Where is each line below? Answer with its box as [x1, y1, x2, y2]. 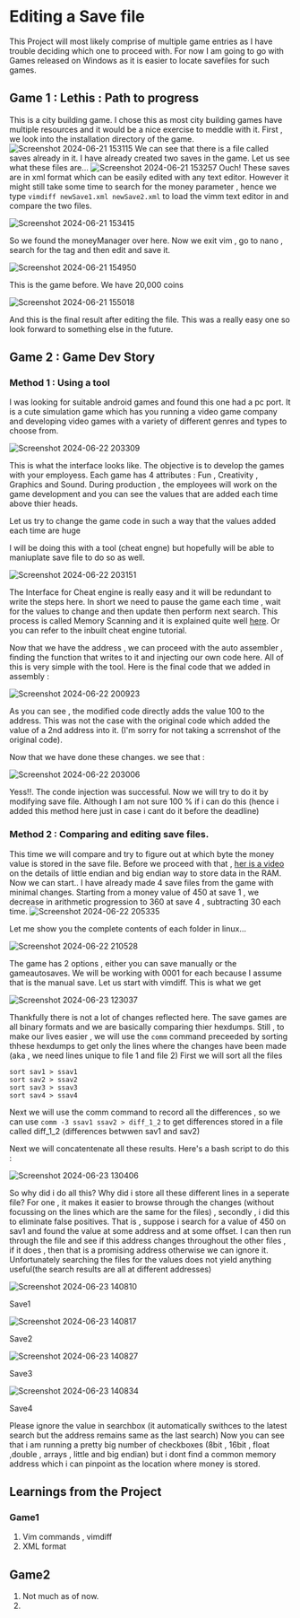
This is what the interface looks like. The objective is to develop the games [9, 460, 285, 471]
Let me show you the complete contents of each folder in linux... [9, 923, 247, 934]
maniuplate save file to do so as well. [9, 552, 146, 563]
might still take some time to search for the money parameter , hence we [9, 181, 278, 192]
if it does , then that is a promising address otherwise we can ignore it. [9, 1245, 269, 1255]
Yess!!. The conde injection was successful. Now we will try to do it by [9, 787, 269, 798]
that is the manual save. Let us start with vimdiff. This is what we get [9, 976, 261, 988]
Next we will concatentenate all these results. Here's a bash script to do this [9, 1142, 289, 1154]
